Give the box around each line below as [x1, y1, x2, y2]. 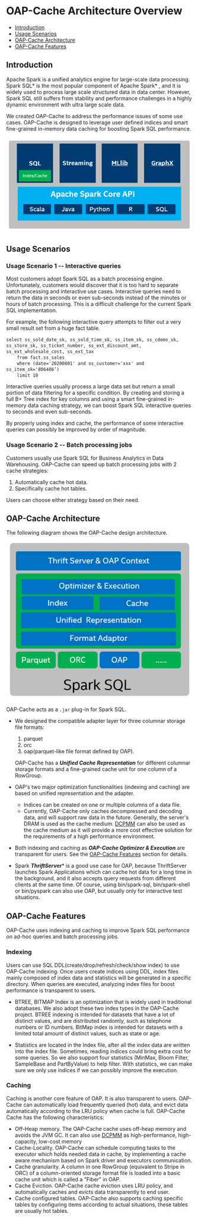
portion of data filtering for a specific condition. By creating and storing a [6, 389, 185, 396]
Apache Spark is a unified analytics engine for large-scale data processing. [6, 75, 190, 83]
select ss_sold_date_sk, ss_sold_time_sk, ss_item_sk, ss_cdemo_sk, [6, 337, 179, 343]
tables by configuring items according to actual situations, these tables [14, 1201, 188, 1208]
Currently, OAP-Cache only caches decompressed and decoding [23, 808, 183, 815]
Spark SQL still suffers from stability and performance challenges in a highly [6, 94, 192, 102]
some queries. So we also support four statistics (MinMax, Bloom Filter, [14, 1054, 189, 1061]
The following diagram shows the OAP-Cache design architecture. [6, 529, 168, 536]
